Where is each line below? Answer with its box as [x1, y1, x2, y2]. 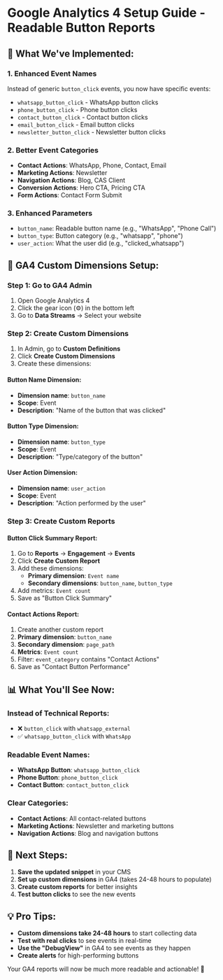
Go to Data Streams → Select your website [17, 311, 142, 320]
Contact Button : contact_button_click [17, 780, 129, 789]
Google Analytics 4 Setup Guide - [7, 5, 206, 21]
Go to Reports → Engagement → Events [17, 549, 136, 558]
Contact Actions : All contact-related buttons [17, 814, 147, 822]
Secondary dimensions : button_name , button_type [27, 579, 173, 587]
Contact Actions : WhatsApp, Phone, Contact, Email [17, 161, 166, 169]
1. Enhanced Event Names [7, 69, 97, 78]
